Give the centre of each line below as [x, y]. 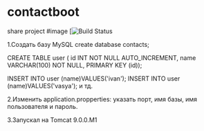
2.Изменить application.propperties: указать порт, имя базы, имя [102, 99]
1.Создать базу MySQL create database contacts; [78, 44]
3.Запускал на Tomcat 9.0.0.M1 [52, 120]
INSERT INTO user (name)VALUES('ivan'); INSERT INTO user [94, 78]
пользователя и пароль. [43, 106]
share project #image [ [39, 31]
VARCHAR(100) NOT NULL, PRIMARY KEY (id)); [75, 65]
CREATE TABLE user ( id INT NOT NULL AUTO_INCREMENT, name [102, 58]
